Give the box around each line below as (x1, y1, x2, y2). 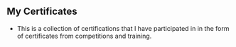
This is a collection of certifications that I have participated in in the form (16, 24, 230, 32)
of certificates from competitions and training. (16, 32, 152, 40)
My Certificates (6, 6, 77, 18)
